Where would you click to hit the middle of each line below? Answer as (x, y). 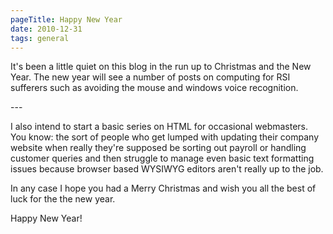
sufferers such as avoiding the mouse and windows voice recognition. (154, 88)
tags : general (40, 38)
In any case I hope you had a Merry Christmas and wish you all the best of (163, 188)
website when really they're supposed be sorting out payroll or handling (158, 148)
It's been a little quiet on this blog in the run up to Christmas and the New (161, 67)
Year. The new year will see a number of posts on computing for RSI (150, 77)
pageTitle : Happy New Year (66, 19)
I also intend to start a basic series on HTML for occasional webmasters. (159, 127)
